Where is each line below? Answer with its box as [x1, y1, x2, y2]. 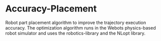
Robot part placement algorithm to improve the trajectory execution [5, 19, 146, 25]
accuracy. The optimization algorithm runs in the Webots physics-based [5, 24, 156, 30]
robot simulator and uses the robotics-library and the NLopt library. [5, 30, 146, 36]
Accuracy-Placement [5, 3, 97, 14]
